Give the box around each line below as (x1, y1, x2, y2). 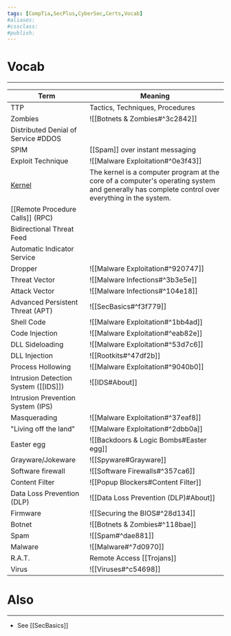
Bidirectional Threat (10, 225, 74, 234)
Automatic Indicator (10, 244, 74, 254)
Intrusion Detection (10, 373, 72, 383)
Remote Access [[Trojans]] (89, 553, 177, 563)
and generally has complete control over (89, 185, 220, 194)
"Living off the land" (10, 424, 76, 434)
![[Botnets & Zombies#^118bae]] (89, 520, 197, 529)
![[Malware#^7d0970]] (89, 542, 165, 552)
